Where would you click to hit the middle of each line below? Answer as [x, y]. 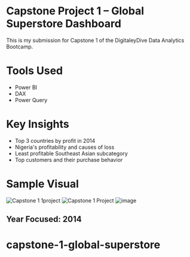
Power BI [26, 87]
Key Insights [38, 124]
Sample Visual [43, 184]
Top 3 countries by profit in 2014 [55, 140]
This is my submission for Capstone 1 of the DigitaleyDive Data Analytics [95, 40]
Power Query [31, 100]
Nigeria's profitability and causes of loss [65, 147]
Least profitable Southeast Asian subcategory [71, 153]
